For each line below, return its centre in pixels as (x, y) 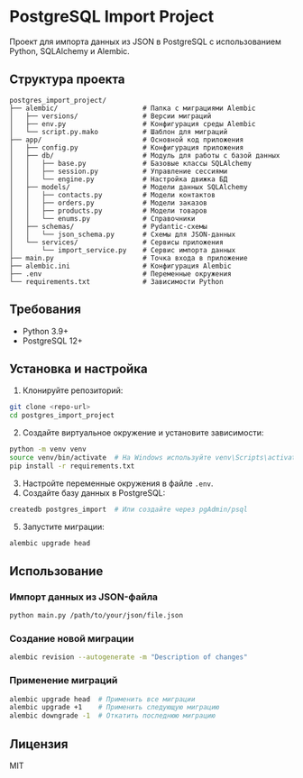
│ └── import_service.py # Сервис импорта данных (123, 250)
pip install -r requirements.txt (72, 466)
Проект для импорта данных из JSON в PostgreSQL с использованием (146, 41)
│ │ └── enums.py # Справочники (102, 218)
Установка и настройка (78, 368)
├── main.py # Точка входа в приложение (129, 258)
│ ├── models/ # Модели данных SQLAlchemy (129, 187)
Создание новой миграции (72, 638)
